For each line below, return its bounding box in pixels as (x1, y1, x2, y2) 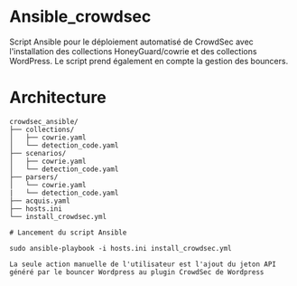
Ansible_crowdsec (9, 6, 152, 27)
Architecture (9, 88, 107, 108)
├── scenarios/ (9, 148, 67, 157)
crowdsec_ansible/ (9, 117, 79, 126)
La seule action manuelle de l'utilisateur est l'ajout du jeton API (9, 260, 277, 269)
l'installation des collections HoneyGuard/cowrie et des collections (9, 45, 257, 56)
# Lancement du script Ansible (9, 228, 127, 237)
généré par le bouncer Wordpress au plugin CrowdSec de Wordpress (9, 267, 265, 277)
